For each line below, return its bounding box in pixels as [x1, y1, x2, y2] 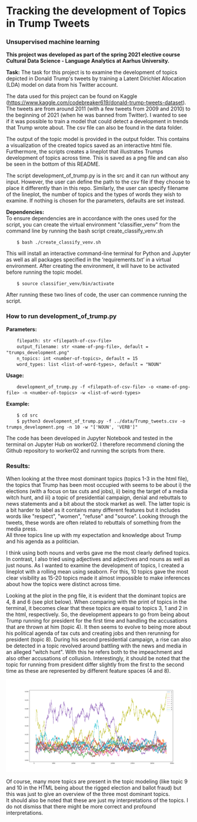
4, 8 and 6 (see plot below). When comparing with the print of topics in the [6, 598, 187, 605]
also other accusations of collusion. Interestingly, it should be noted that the [6, 655, 190, 662]
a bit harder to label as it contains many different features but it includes [6, 506, 181, 514]
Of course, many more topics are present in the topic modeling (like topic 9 [6, 778, 188, 785]
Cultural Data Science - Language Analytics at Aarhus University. [6, 57, 169, 64]
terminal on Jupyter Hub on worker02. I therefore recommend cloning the [6, 441, 184, 448]
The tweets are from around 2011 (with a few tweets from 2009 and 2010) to [6, 105, 191, 113]
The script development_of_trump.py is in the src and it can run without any [6, 172, 189, 179]
